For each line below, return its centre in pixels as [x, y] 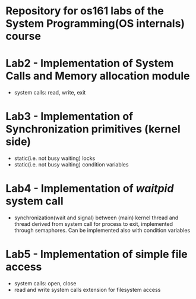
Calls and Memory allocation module [98, 76]
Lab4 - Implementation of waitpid [90, 189]
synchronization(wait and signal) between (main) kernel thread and [96, 218]
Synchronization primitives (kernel [93, 129]
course [23, 36]
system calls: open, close [45, 283]
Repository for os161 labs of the [85, 11]
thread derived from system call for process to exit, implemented [94, 224]
